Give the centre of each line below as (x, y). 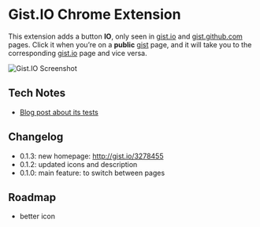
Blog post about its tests (59, 112)
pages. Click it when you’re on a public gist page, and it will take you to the (130, 44)
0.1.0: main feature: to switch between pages (92, 173)
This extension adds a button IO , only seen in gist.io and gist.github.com (125, 36)
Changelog (36, 137)
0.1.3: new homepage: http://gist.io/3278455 (91, 156)
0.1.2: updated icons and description (78, 164)
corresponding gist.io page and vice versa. (78, 53)
